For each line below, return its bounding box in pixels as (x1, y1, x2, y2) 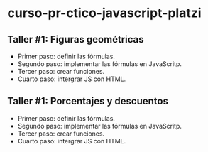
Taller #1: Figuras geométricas (7, 33, 144, 45)
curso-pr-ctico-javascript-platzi (7, 5, 202, 21)
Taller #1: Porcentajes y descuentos (7, 95, 169, 107)
